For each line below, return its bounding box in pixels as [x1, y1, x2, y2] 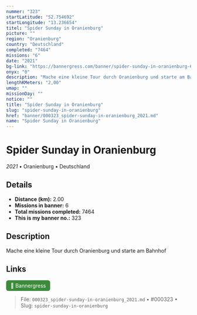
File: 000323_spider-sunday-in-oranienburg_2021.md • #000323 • [20, 296, 178, 303]
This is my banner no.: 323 [14, 214, 81, 221]
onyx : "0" [6, 69, 30, 75]
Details [6, 180, 32, 190]
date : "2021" [6, 58, 38, 64]
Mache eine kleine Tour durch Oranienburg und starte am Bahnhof [6, 247, 167, 254]
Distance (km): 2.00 [14, 195, 64, 203]
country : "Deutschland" [6, 42, 64, 48]
